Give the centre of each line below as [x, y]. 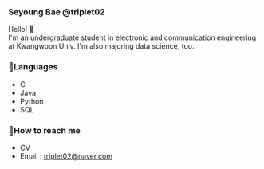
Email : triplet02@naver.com [66, 156]
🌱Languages [33, 67]
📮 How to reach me [45, 130]
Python [32, 101]
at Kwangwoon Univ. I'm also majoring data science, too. [101, 46]
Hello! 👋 [21, 29]
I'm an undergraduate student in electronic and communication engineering [132, 37]
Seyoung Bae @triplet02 [57, 12]
